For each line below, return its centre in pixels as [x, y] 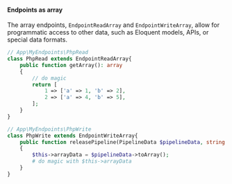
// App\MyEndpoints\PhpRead [48, 53]
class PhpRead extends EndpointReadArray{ [69, 59]
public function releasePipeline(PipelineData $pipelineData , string [123, 142]
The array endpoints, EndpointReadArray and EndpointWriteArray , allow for [114, 25]
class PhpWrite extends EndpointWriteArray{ [73, 136]
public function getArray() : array [71, 65]
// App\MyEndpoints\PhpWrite [49, 129]
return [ [45, 84]
